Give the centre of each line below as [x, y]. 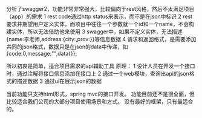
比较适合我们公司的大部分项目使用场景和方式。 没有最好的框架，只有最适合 [100, 101]
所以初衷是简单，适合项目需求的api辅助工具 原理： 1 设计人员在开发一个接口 [101, 66]
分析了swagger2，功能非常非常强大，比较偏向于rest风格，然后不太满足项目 [100, 9]
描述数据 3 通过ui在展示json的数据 [59, 81]
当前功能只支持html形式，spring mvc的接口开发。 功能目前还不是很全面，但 [100, 94]
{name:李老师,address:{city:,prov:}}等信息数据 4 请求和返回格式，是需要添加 [101, 39]
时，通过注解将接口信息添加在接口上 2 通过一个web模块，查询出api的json [98, 74]
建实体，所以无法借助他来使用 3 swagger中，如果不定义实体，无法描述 [94, 31]
